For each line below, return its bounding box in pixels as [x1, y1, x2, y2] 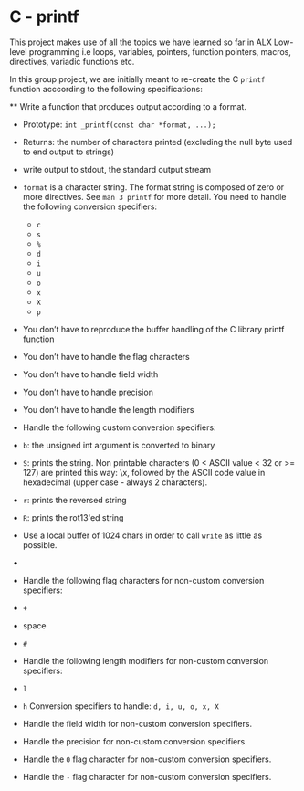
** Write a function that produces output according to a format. [9, 100, 246, 111]
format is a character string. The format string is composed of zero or [22, 181, 285, 193]
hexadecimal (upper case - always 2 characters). [22, 477, 208, 488]
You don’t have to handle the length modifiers [22, 404, 194, 415]
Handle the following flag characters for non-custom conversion [22, 575, 265, 585]
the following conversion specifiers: [22, 201, 158, 212]
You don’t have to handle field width [22, 368, 159, 380]
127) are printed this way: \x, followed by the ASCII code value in [22, 467, 266, 478]
